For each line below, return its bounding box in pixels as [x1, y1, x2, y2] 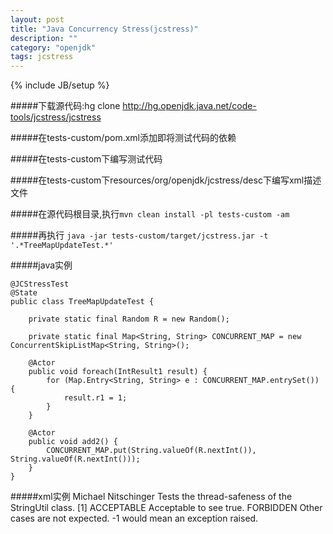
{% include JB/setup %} [10, 79, 110, 91]
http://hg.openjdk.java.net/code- [122, 100, 257, 112]
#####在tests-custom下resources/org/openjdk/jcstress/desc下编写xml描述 [10, 174, 322, 186]
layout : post [10, 14, 65, 25]
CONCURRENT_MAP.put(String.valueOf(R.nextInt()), [46, 446, 257, 456]
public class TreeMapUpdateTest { [10, 297, 155, 307]
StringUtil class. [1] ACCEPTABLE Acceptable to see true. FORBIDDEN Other [10, 502, 323, 514]
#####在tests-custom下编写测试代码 [10, 153, 163, 165]
